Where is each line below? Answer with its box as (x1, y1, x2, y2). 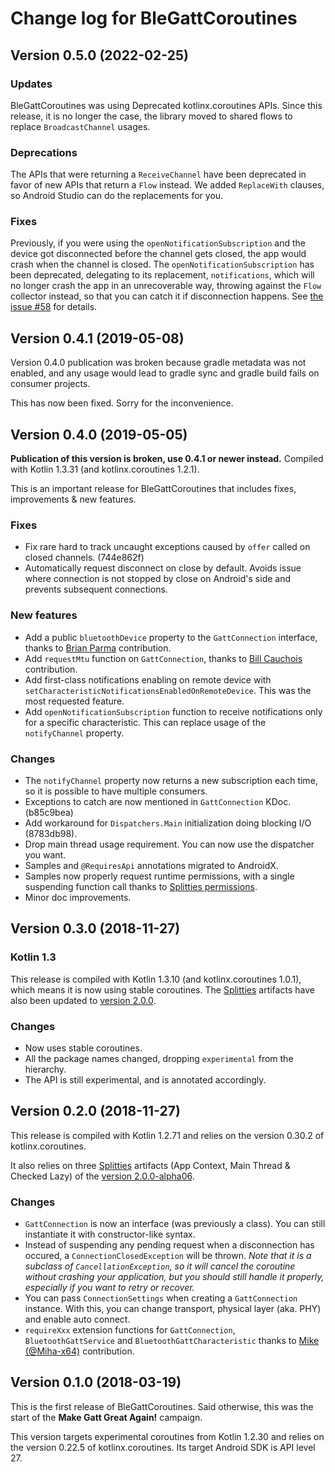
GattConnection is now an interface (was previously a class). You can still (24, 1218, 326, 1230)
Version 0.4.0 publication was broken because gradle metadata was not (10, 357, 307, 369)
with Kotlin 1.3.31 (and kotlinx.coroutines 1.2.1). (10, 463, 200, 476)
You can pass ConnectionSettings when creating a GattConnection (24, 1292, 298, 1304)
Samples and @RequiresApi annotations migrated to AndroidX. (24, 859, 279, 871)
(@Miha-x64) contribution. (24, 1345, 135, 1357)
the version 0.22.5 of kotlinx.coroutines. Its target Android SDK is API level (10, 1441, 316, 1453)
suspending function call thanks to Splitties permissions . (24, 880, 258, 892)
